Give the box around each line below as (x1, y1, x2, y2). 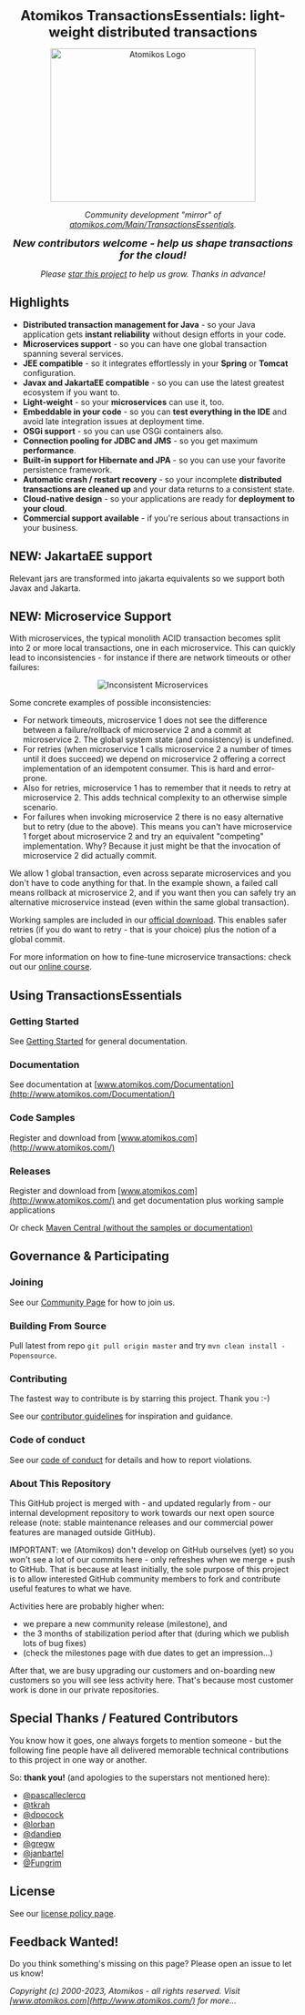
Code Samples (9, 1112, 76, 1125)
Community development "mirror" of (85, 209, 221, 220)
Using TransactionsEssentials (9, 987, 182, 1003)
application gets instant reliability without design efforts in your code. (22, 329, 287, 340)
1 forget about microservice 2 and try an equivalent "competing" (22, 831, 264, 842)
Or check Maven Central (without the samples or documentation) (9, 1223, 253, 1234)
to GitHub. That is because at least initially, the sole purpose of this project (9, 1563, 290, 1574)
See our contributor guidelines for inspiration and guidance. (9, 1410, 234, 1422)
